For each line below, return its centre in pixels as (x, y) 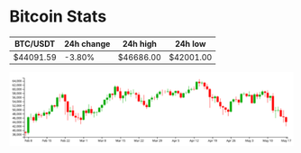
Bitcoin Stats (58, 17)
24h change (87, 44)
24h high (140, 44)
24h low (190, 44)
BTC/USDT (35, 44)
